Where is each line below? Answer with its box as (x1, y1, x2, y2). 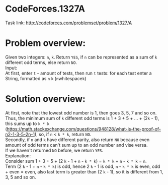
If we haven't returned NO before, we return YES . (5, 147, 104, 153)
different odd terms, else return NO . (5, 59, 77, 66)
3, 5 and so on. (5, 174, 36, 180)
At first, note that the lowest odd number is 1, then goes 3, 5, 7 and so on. (5, 109, 157, 116)
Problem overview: (5, 37, 86, 49)
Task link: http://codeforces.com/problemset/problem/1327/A (5, 20, 132, 26)
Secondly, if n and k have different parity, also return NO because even (5, 137, 150, 143)
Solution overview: (5, 93, 86, 105)
